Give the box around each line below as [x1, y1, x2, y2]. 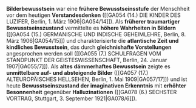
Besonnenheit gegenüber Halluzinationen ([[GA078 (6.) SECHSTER [6, 89, 177, 95]
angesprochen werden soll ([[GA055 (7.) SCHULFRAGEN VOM [6, 50, 161, 57]
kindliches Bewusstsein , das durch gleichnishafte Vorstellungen [6, 43, 172, 51]
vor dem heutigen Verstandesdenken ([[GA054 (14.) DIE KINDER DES [6, 11, 181, 19]
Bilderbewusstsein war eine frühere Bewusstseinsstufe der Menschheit [6, 5, 190, 12]
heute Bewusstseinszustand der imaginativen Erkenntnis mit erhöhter [6, 82, 186, 89]
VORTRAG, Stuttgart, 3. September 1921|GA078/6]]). [6, 95, 137, 102]
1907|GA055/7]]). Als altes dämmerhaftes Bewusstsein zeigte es [6, 63, 171, 70]
